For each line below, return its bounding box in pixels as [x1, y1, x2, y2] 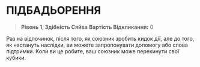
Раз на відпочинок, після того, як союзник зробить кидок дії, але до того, [6, 35, 195, 42]
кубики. [6, 54, 26, 61]
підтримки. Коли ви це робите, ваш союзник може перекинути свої [6, 47, 180, 54]
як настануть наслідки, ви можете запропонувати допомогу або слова [6, 41, 188, 48]
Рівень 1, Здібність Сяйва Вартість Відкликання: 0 [20, 23, 154, 31]
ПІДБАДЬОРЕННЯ [6, 4, 101, 17]
